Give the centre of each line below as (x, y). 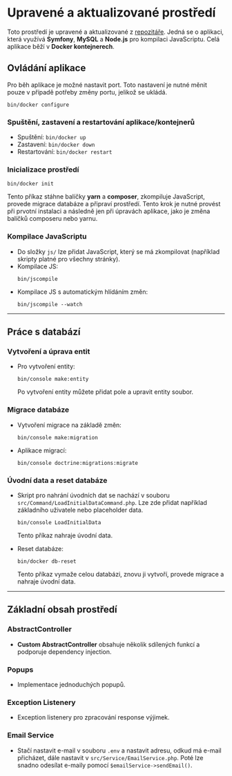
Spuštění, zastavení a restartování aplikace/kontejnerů (101, 122)
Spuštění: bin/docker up (51, 137)
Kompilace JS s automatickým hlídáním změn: (83, 292)
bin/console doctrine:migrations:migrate (77, 463)
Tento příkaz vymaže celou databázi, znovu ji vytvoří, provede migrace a (120, 574)
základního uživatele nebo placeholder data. (80, 510)
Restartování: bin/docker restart (65, 152)
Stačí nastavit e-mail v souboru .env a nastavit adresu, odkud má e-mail (119, 750)
